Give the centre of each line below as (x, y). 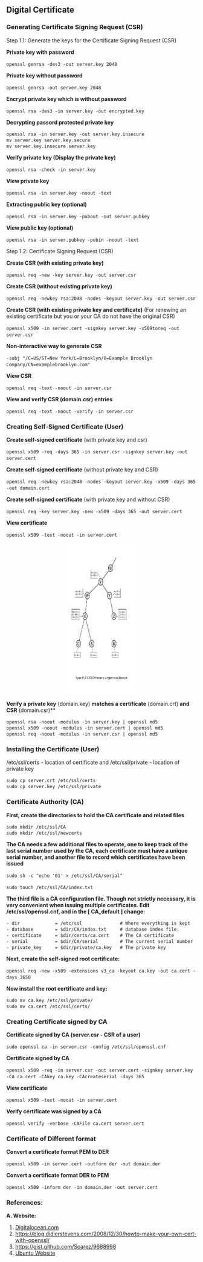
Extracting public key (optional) (47, 204)
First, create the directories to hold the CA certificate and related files (95, 815)
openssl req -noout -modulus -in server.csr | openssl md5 (82, 734)
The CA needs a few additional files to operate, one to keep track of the (97, 844)
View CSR (19, 376)
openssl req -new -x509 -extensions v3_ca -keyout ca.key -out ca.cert (98, 971)
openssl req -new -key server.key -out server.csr (71, 275)
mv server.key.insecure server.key (51, 146)
